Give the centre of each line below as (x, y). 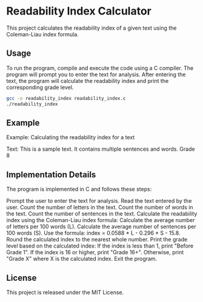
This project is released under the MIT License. (65, 292)
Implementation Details (51, 175)
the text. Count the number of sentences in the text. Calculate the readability (102, 214)
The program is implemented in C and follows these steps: (79, 189)
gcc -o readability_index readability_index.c (66, 98)
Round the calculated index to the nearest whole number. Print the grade (97, 240)
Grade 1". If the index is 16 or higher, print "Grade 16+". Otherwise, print (95, 252)
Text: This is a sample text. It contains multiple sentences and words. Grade (101, 149)
